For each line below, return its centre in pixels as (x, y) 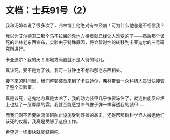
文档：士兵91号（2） (48, 10)
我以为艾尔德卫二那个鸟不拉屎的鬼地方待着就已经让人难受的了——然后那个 (83, 36)
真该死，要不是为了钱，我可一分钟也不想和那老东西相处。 (65, 70)
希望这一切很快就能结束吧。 (34, 132)
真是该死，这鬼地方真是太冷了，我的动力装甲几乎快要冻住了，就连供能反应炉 (85, 98)
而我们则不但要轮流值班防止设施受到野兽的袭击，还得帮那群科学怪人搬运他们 (85, 115)
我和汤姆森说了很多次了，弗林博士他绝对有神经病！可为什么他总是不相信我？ (85, 25)
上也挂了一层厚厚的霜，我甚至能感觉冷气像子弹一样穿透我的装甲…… (76, 104)
